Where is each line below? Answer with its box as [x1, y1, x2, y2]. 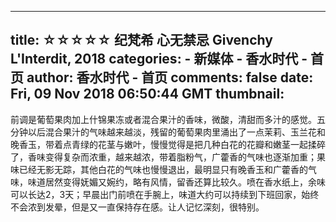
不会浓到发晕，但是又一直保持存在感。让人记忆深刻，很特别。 [10, 201, 265, 213]
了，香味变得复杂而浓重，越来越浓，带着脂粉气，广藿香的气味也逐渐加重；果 [10, 151, 326, 163]
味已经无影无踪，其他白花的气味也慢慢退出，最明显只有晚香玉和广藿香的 [10, 163, 308, 175]
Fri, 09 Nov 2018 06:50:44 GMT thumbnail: [10, 86, 285, 103]
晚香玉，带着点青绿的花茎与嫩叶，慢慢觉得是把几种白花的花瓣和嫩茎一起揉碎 [10, 138, 326, 150]
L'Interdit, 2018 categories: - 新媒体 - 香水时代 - [10, 51, 308, 68]
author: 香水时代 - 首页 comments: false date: [26, 69, 314, 86]
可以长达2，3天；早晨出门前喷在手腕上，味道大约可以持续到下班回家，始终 [10, 188, 320, 200]
